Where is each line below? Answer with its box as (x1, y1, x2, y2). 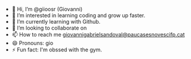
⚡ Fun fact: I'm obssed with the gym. (11, 46, 103, 53)
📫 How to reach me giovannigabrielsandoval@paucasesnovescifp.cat (11, 31, 185, 38)
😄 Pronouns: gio (11, 40, 54, 47)
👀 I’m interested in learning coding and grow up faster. (11, 12, 146, 19)
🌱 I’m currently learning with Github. (11, 18, 101, 25)
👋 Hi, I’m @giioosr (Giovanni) (11, 6, 83, 12)
